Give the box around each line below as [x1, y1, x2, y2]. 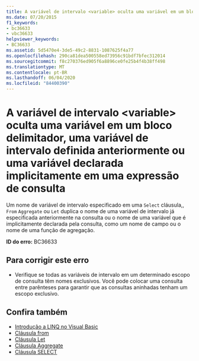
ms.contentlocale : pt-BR [6, 69, 68, 75]
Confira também [6, 307, 68, 318]
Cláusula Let [14, 335, 46, 343]
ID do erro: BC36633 [6, 238, 57, 245]
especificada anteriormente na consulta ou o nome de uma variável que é [6, 214, 187, 221]
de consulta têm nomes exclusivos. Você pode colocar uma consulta [14, 277, 183, 284]
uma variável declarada [6, 157, 124, 170]
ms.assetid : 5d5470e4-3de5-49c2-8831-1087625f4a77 [6, 47, 134, 53]
